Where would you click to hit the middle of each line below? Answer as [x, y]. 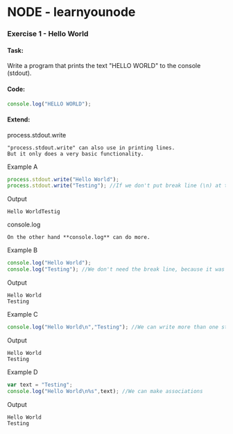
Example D [23, 372]
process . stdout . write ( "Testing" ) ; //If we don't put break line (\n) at [114, 186]
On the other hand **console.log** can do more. [79, 237]
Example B [23, 250]
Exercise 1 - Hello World [48, 34]
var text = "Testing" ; [40, 385]
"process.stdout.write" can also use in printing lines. [91, 148]
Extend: [19, 119]
